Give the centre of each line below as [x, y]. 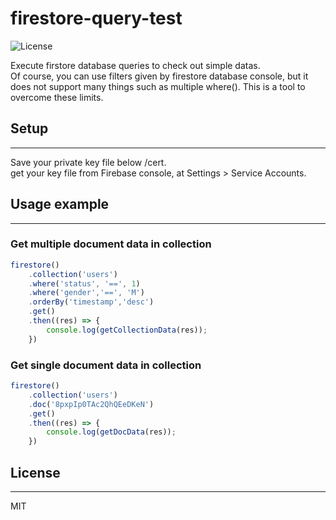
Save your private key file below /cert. [88, 162]
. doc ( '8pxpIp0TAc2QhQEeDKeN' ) [91, 404]
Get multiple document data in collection [111, 244]
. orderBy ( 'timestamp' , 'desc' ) [91, 302]
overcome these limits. [57, 97]
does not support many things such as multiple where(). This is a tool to [158, 86]
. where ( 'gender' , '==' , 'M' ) [86, 293]
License [35, 472]
